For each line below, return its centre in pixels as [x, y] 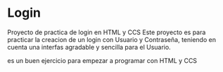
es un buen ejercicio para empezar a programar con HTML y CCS [102, 60]
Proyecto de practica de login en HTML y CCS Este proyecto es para [107, 32]
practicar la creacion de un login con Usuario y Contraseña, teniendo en [112, 39]
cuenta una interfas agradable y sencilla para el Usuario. [89, 47]
